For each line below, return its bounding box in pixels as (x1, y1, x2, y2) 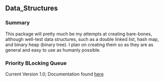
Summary (5, 19, 30, 26)
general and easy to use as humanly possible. (5, 47, 101, 53)
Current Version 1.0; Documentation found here (5, 71, 104, 77)
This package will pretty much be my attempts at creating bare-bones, (5, 30, 152, 37)
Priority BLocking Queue (5, 59, 67, 66)
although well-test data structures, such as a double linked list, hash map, (5, 36, 159, 42)
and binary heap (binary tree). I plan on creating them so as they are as (5, 42, 153, 48)
